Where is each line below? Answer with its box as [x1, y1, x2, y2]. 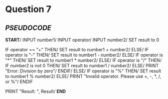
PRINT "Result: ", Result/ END [5, 88, 66, 94]
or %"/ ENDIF [5, 79, 33, 84]
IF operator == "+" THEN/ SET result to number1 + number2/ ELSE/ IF [5, 47, 149, 52]
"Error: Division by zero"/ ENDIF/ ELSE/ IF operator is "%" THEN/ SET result [5, 68, 161, 74]
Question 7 [5, 4, 52, 15]
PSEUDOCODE [5, 24, 52, 32]
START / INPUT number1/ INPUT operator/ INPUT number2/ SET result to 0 [5, 37, 159, 43]
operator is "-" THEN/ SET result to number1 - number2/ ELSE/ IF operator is [5, 52, 163, 58]
